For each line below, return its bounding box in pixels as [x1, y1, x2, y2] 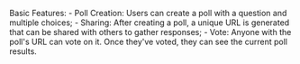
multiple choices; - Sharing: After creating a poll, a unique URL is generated [9, 17, 290, 28]
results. [9, 46, 38, 57]
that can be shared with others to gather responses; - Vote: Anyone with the [9, 27, 292, 37]
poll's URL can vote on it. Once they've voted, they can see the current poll [9, 36, 288, 47]
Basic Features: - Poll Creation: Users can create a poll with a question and [9, 8, 287, 18]
